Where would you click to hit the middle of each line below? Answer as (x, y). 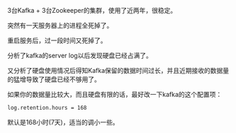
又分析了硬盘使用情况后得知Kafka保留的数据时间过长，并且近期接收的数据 (115, 70)
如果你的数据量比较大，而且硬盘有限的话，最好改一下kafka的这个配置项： (115, 94)
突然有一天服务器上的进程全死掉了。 (60, 25)
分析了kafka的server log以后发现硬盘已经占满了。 (80, 56)
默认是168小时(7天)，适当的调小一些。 (63, 122)
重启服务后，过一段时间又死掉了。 (57, 40)
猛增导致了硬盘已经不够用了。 (57, 79)
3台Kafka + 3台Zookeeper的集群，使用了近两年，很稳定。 (92, 10)
